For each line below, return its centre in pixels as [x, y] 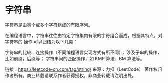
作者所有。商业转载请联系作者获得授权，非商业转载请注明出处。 [71, 75]
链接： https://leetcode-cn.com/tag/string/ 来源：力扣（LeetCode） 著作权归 [84, 69]
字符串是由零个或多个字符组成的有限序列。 [49, 25]
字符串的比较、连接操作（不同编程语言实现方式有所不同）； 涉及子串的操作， [83, 52]
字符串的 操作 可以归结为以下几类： [41, 41]
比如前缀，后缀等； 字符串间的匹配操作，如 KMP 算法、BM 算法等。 [75, 58]
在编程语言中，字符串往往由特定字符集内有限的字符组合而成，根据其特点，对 [84, 35]
